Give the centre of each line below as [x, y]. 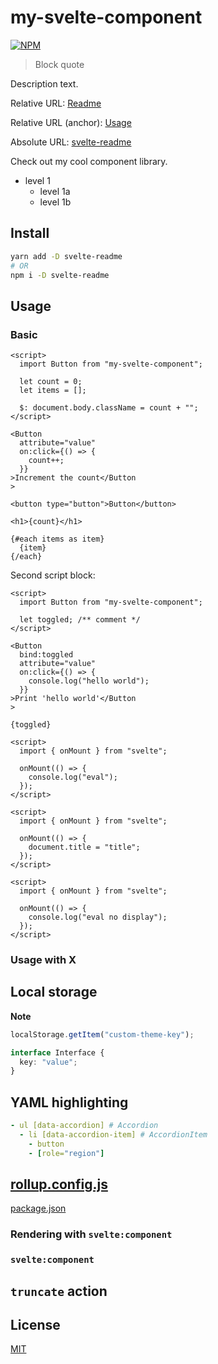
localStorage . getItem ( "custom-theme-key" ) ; [102, 1034]
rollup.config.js [59, 1184]
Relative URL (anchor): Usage [71, 122]
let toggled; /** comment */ [80, 620]
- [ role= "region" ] [66, 1153]
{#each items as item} [57, 539]
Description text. [44, 83]
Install [30, 233]
